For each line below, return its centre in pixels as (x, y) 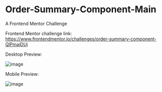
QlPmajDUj (17, 44)
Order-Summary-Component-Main (81, 9)
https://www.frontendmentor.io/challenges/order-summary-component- (81, 39)
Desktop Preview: (24, 54)
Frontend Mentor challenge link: (39, 33)
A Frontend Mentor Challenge (36, 24)
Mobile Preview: (22, 74)
